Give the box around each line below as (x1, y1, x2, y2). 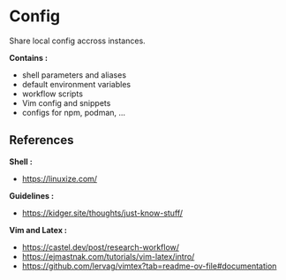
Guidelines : (9, 190, 55, 201)
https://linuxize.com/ (21, 173, 98, 184)
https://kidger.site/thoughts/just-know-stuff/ (21, 208, 184, 218)
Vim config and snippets (21, 97, 111, 108)
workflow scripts (21, 88, 84, 99)
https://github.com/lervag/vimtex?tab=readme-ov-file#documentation (21, 261, 277, 271)
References (9, 132, 74, 148)
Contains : (9, 52, 49, 63)
